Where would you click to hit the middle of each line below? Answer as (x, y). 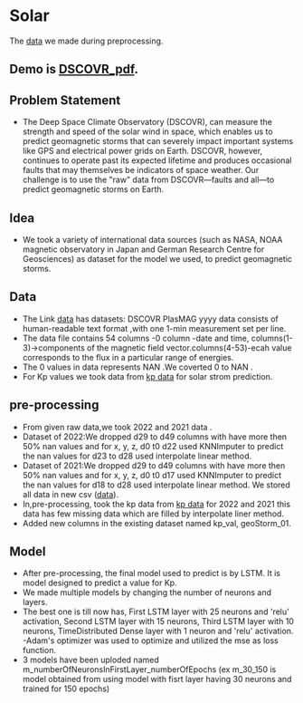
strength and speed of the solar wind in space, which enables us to (147, 131)
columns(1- (272, 338)
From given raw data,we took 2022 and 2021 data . (117, 427)
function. (39, 650)
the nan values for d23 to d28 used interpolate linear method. (137, 456)
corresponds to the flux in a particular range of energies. (128, 357)
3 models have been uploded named (91, 660)
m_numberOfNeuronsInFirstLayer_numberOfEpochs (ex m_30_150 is (149, 669)
